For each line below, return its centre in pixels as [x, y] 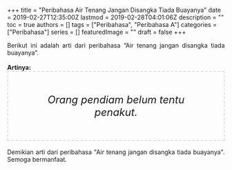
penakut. [116, 112]
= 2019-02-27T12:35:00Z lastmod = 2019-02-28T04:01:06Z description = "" [116, 17]
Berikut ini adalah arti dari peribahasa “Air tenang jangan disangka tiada [116, 45]
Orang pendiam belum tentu [116, 100]
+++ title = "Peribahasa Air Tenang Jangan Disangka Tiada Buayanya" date [114, 10]
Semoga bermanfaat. [37, 159]
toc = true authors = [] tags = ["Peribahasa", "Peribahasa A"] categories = [112, 25]
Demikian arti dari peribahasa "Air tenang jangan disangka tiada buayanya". [116, 152]
